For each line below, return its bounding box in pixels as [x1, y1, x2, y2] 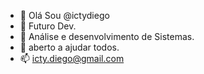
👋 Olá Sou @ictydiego [19, 10, 110, 21]
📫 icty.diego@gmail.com [19, 53, 125, 64]
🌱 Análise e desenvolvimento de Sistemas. [19, 31, 195, 42]
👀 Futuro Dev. [19, 20, 77, 32]
